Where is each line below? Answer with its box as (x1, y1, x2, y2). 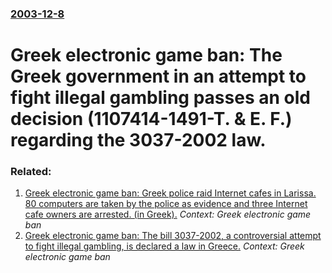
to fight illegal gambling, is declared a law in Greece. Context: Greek (24, 240, 305, 252)
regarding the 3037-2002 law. (10, 129, 267, 152)
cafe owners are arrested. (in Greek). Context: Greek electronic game (24, 208, 312, 221)
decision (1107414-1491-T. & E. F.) (10, 108, 293, 131)
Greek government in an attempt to (10, 65, 307, 88)
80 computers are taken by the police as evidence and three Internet (24, 198, 308, 210)
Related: (10, 165, 52, 179)
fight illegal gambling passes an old (10, 87, 311, 109)
